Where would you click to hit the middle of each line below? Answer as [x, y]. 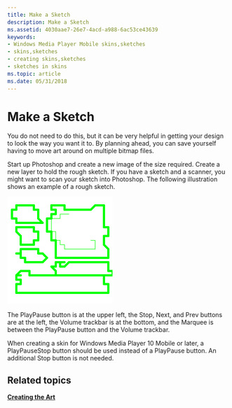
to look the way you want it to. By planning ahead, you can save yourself [112, 143]
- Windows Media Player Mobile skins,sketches [76, 44]
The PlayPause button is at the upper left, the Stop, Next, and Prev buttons [115, 315]
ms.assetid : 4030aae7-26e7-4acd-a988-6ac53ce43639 [83, 29]
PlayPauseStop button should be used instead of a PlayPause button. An [112, 351]
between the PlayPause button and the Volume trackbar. [89, 330]
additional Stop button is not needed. [61, 358]
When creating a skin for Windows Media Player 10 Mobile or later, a [106, 344]
